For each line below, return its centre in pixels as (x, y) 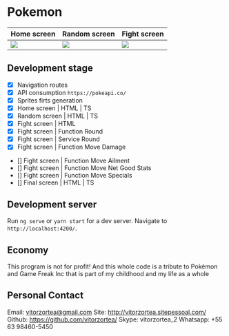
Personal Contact (46, 296)
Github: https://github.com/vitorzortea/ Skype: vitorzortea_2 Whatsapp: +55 (115, 319)
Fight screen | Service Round (58, 139)
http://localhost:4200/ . (42, 229)
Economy (28, 250)
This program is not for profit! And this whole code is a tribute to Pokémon (112, 266)
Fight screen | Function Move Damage (71, 147)
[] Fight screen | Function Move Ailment (73, 161)
